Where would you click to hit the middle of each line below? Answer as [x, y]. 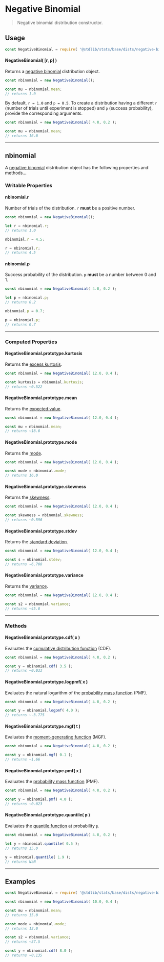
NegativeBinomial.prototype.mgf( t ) [43, 726]
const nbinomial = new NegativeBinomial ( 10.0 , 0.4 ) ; [62, 902]
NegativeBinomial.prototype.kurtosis [44, 354]
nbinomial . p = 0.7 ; [25, 311]
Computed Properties [31, 342]
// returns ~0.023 [24, 804]
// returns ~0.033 [24, 671]
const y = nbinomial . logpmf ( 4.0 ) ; [42, 710]
